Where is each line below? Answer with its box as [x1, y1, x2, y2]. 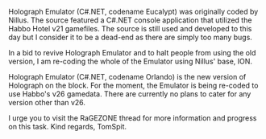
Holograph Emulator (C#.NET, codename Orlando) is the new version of [8, 72, 247, 81]
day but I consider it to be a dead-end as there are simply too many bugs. [8, 32, 252, 42]
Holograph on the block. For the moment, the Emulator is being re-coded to [8, 80, 259, 90]
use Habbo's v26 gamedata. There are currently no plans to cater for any [8, 89, 251, 99]
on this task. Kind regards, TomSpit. [8, 122, 127, 131]
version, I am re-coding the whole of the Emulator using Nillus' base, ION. [8, 56, 252, 66]
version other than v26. [8, 98, 86, 107]
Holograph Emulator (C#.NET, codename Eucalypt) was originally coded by [8, 7, 259, 16]
